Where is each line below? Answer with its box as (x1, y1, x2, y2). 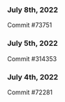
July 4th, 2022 (7, 72, 59, 82)
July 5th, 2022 (7, 39, 58, 49)
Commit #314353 (7, 54, 57, 63)
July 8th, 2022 (7, 5, 58, 15)
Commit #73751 (7, 21, 52, 30)
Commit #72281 (7, 88, 53, 96)
